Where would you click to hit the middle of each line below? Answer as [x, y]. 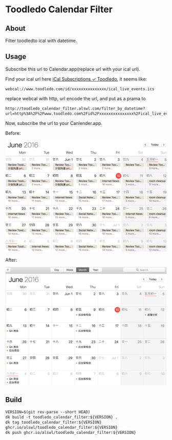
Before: [13, 133]
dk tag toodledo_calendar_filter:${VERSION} [53, 423]
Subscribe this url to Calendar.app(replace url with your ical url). [73, 69]
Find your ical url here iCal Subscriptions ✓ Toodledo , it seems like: [76, 79]
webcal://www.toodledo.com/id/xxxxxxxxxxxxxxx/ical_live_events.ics [80, 89]
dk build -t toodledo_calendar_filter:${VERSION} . [61, 417]
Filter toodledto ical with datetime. [41, 40]
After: [11, 260]
